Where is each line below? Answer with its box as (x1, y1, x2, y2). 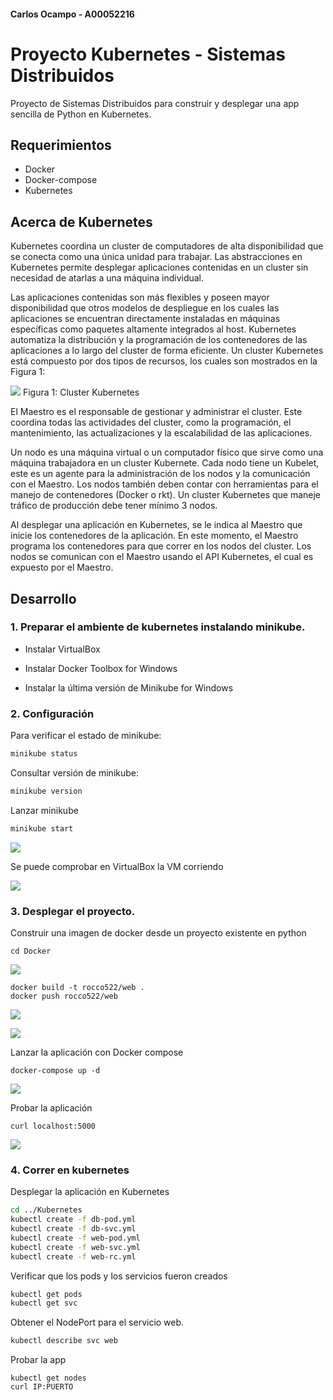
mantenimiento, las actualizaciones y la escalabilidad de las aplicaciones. (10, 427, 313, 439)
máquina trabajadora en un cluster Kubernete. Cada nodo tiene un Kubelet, (10, 457, 320, 469)
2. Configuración (10, 706, 95, 720)
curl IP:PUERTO (10, 1382, 74, 1392)
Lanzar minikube (10, 804, 79, 816)
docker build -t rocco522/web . (10, 983, 145, 993)
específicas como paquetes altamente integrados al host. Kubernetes (10, 323, 297, 335)
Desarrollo (10, 590, 77, 607)
